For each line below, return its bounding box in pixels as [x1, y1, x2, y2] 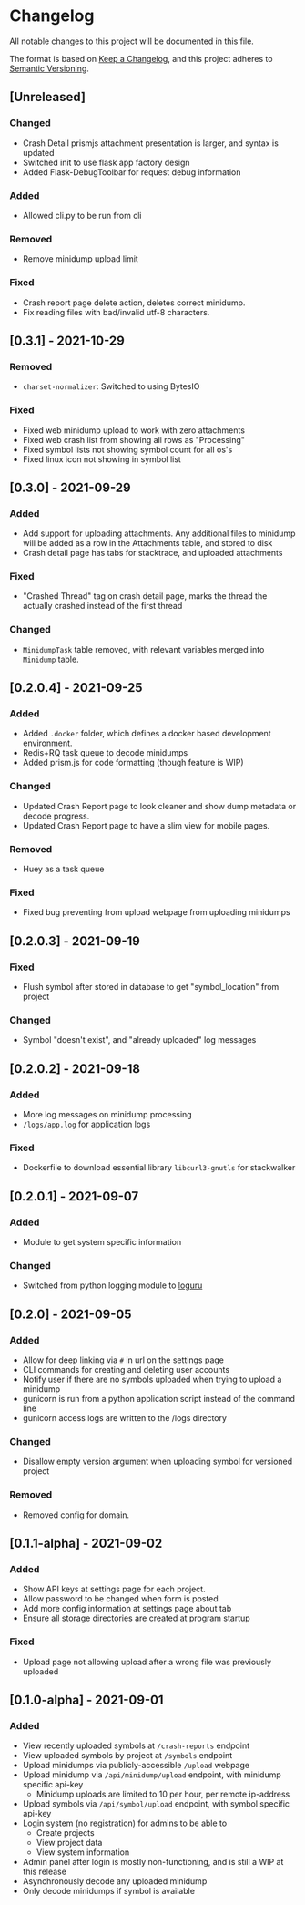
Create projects [36, 1828, 95, 1838]
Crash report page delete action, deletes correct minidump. [22, 297, 246, 308]
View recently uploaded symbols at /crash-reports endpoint [22, 1740, 250, 1751]
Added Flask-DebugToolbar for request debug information [22, 166, 241, 178]
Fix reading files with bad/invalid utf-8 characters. [22, 306, 210, 317]
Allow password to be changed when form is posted [22, 1593, 219, 1604]
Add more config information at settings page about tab [22, 1603, 232, 1614]
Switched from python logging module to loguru [22, 1280, 203, 1291]
